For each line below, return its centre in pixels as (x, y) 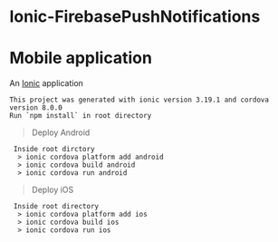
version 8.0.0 (36, 108)
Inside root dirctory (54, 150)
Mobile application (81, 58)
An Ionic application (47, 83)
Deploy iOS (53, 190)
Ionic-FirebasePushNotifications (135, 17)
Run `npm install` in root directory (81, 116)
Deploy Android (61, 132)
